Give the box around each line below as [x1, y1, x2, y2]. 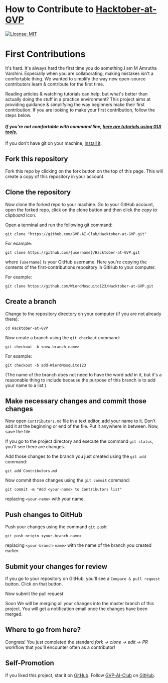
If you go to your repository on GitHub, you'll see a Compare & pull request [5, 575, 160, 581]
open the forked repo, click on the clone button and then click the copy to [5, 207, 157, 213]
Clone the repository [5, 188, 71, 197]
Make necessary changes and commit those [5, 397, 147, 405]
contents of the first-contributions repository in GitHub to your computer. [5, 264, 156, 270]
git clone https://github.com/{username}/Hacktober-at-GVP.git [5, 250, 140, 255]
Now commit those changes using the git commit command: [5, 477, 130, 483]
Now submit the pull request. [5, 591, 65, 597]
